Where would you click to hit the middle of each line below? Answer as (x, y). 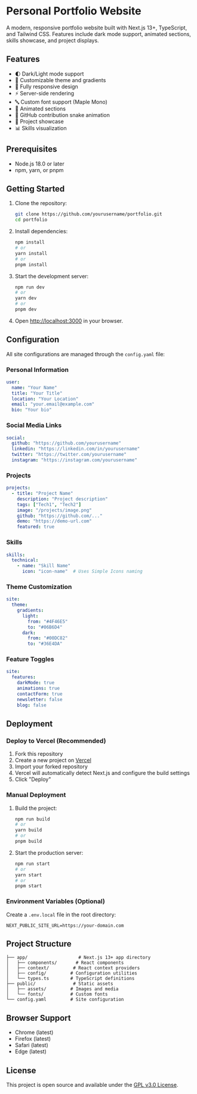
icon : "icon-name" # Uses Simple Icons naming (82, 572)
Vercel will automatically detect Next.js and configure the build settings (102, 773)
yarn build (28, 830)
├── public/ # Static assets (60, 984)
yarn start (28, 875)
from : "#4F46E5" (48, 621)
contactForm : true (40, 694)
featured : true (36, 527)
